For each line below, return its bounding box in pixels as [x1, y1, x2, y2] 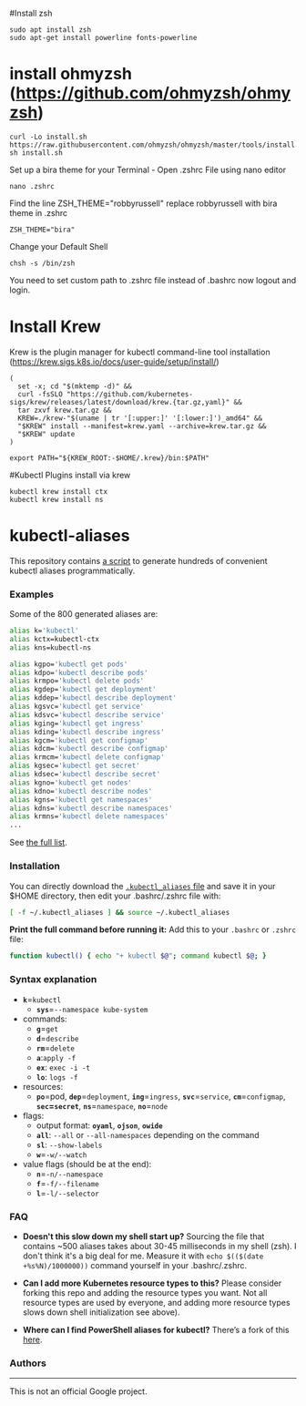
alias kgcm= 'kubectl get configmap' [9, 735, 148, 745]
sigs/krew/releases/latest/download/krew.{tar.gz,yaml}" [9, 397, 230, 406]
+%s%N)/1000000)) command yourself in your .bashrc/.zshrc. [22, 1259, 248, 1270]
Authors [9, 1357, 47, 1370]
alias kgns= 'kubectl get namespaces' [9, 795, 153, 805]
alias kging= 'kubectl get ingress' [9, 719, 145, 728]
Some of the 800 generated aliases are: [9, 609, 158, 620]
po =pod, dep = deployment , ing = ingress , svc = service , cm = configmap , [36, 1091, 286, 1102]
